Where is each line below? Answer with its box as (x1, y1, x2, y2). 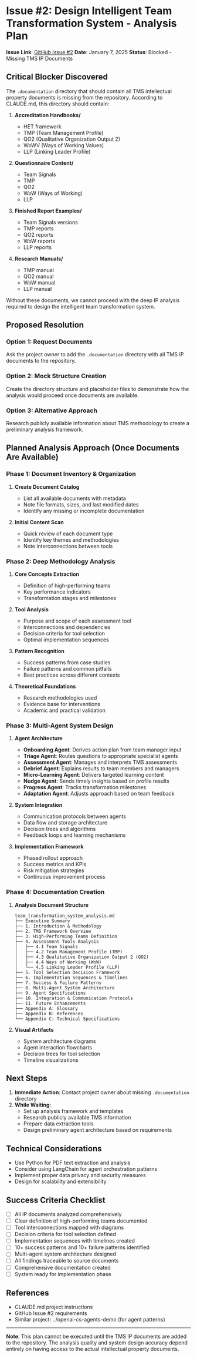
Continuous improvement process (23, 873, 106, 880)
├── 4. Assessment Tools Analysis (14, 938, 99, 945)
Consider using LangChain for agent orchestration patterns (14, 1165, 158, 1172)
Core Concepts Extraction (14, 571, 80, 578)
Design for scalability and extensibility (14, 1178, 107, 1185)
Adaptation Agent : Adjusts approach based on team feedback (23, 790, 175, 797)
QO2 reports (23, 231, 54, 238)
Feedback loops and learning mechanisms (23, 832, 126, 839)
